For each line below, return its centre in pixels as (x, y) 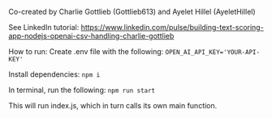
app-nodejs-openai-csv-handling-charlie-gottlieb (91, 36)
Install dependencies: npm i (54, 74)
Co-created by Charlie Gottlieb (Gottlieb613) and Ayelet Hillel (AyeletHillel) (132, 12)
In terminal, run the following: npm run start (82, 90)
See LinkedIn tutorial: (44, 27)
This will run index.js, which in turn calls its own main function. (113, 105)
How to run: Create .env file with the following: (86, 51)
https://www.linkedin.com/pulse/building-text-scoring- (172, 27)
